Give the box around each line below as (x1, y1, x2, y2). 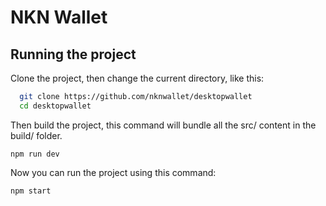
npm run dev (10, 149, 60, 159)
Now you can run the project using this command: (10, 166, 217, 178)
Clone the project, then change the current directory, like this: (10, 72, 265, 84)
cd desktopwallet (19, 101, 92, 111)
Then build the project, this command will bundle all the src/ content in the (10, 119, 317, 131)
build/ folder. (10, 129, 63, 141)
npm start (10, 186, 52, 196)
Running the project (10, 46, 137, 63)
